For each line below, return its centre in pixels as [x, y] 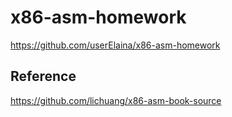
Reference [43, 76]
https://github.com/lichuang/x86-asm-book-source [116, 100]
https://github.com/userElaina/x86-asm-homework [115, 45]
